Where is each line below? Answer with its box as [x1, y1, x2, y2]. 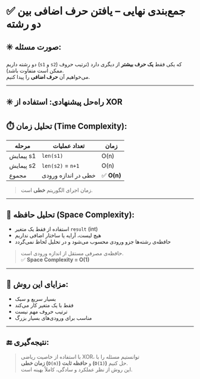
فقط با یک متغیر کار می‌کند [14, 301, 74, 308]
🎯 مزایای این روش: [6, 279, 68, 289]
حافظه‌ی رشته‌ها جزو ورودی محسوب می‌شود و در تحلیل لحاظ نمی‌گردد [14, 238, 171, 246]
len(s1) [41, 152, 64, 160]
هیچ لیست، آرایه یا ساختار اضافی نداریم [14, 232, 101, 239]
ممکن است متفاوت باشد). [6, 67, 64, 74]
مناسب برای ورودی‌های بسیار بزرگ [14, 314, 92, 321]
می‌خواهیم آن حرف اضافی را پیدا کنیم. [6, 74, 90, 80]
